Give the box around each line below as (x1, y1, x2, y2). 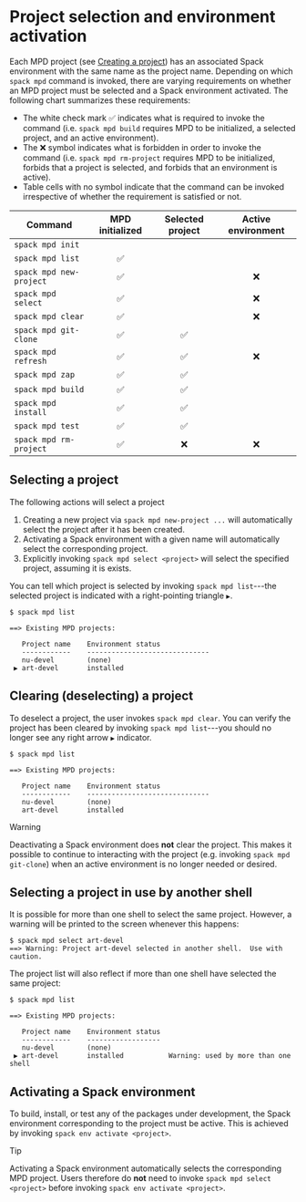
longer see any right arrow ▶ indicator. (9, 731, 152, 742)
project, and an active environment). (22, 132, 159, 143)
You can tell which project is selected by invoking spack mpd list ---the (9, 580, 277, 591)
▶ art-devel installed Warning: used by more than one (13, 1052, 291, 1061)
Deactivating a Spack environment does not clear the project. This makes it (9, 839, 292, 850)
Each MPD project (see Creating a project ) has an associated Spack (9, 56, 264, 67)
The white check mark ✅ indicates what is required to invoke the (22, 112, 266, 123)
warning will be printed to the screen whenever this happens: (9, 918, 240, 929)
